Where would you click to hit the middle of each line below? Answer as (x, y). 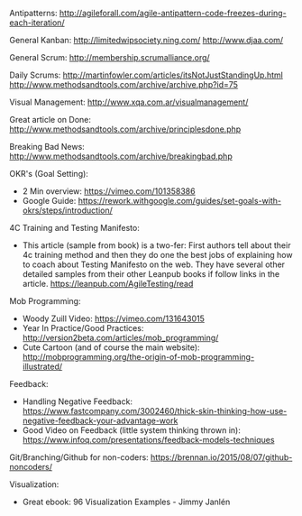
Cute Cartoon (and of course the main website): (111, 347)
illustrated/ (42, 366)
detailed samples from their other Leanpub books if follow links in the (151, 274)
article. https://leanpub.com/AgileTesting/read (108, 284)
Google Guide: (49, 201)
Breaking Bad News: (47, 147)
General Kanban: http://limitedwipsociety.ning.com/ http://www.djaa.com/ (146, 40)
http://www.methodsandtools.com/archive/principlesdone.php (125, 129)
